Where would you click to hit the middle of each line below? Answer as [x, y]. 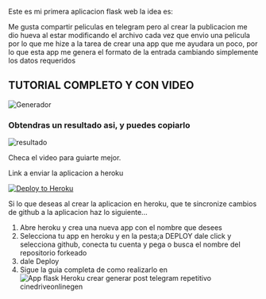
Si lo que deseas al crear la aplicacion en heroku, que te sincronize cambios [133, 204]
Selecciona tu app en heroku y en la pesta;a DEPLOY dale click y [125, 236]
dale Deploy [39, 262]
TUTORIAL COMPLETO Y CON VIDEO [101, 85]
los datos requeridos [42, 60]
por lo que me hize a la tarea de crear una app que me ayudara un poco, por [133, 44]
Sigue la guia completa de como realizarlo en [94, 270]
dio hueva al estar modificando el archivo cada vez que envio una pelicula [129, 35]
